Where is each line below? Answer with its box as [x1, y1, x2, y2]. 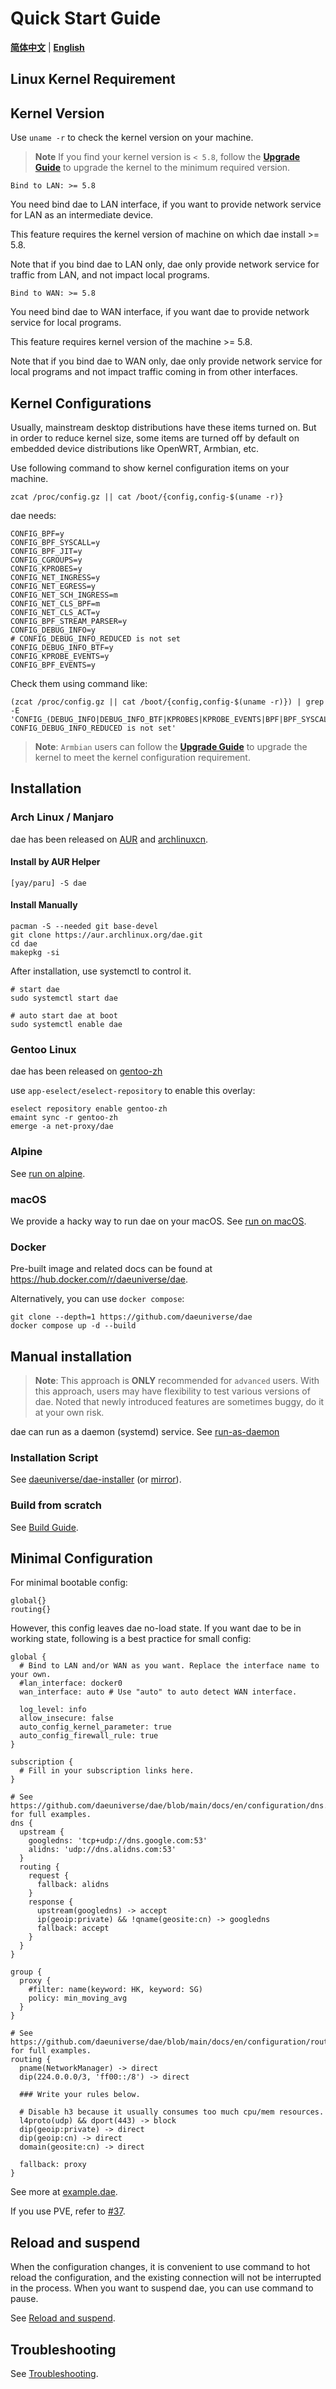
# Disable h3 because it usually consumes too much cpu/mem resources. [19, 2107, 325, 2117]
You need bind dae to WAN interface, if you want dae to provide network [10, 306, 310, 318]
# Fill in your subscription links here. [19, 1766, 195, 1776]
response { [28, 1897, 74, 1907]
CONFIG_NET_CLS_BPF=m [10, 598, 101, 609]
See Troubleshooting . [10, 2368, 99, 2380]
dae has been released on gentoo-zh [10, 1065, 163, 1077]
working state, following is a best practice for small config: [10, 1633, 252, 1645]
